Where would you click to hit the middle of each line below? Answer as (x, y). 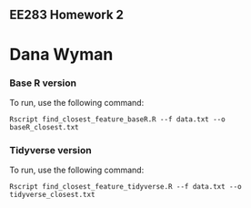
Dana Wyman (61, 54)
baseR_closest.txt (44, 127)
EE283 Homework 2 (67, 15)
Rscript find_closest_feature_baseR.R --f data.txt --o (117, 119)
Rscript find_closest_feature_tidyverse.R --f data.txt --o (126, 187)
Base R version (43, 83)
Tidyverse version (51, 150)
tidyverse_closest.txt (52, 195)
